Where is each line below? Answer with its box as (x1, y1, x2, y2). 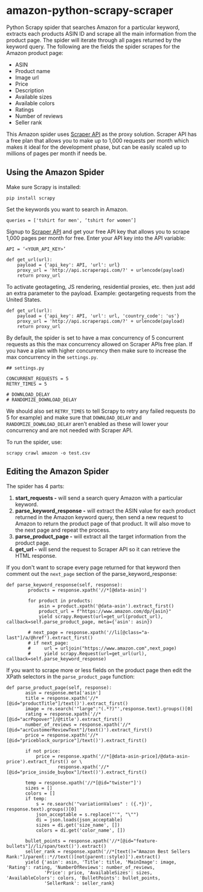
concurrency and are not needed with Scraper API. (6, 427, 133, 434)
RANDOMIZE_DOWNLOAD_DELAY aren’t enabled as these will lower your (6, 420, 169, 427)
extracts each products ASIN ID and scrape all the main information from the (6, 30, 196, 37)
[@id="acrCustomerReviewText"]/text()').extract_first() (6, 726, 153, 733)
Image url (14, 74, 39, 81)
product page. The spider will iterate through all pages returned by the (6, 36, 181, 44)
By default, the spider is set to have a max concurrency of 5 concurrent (6, 334, 184, 341)
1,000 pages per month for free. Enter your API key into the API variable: (6, 234, 186, 242)
